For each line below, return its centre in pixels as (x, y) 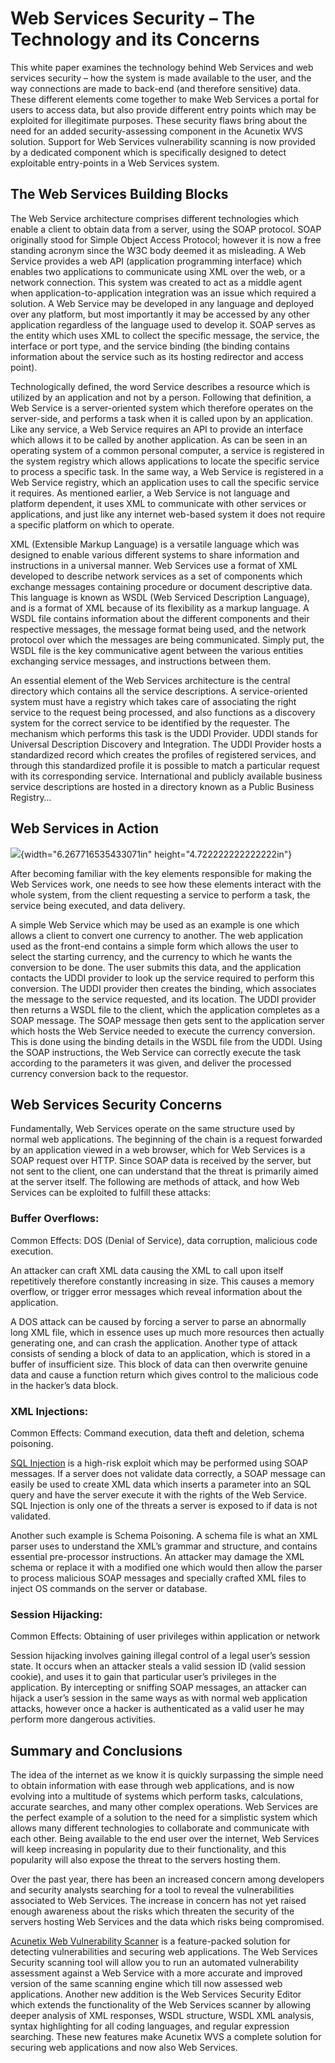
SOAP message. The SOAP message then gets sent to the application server (167, 1020)
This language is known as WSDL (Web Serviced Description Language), (160, 597)
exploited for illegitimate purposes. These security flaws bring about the (159, 120)
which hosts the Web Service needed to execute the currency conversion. (163, 1031)
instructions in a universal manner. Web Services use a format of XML (154, 565)
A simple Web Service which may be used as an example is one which (155, 924)
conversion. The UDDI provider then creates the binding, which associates (163, 988)
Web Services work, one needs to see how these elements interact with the (166, 884)
